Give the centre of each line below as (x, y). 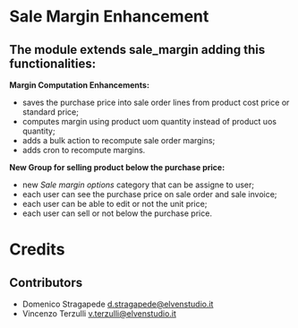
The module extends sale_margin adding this (137, 50)
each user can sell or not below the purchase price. (117, 213)
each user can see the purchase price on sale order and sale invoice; (149, 194)
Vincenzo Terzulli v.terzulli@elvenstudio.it (99, 314)
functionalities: (53, 63)
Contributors (46, 283)
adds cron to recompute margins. (84, 150)
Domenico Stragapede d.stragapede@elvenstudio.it (118, 304)
